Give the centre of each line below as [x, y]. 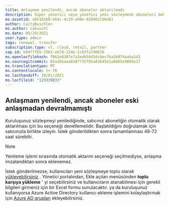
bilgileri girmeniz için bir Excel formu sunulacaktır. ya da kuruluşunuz [76, 187]
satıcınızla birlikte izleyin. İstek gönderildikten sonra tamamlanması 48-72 [81, 131]
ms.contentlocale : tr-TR [31, 71]
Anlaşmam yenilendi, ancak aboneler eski [72, 100]
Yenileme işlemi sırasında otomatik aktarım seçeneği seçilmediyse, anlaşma [83, 156]
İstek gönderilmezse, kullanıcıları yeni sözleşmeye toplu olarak [70, 171]
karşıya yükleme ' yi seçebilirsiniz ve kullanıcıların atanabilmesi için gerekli [83, 182]
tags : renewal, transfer [31, 43]
